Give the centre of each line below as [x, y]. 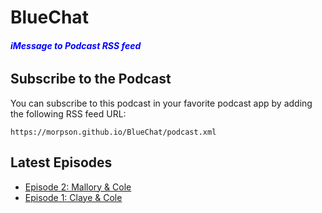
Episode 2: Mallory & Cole [78, 187]
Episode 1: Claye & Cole [73, 197]
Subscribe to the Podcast [91, 79]
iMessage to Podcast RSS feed [76, 45]
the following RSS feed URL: [68, 113]
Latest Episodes [61, 162]
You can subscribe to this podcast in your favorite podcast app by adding [161, 103]
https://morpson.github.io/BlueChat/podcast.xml [113, 132]
